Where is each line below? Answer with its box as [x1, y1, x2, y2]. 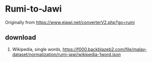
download [5, 33, 36, 42]
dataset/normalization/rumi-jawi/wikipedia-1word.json [12, 51, 121, 57]
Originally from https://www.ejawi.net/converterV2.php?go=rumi [5, 19, 135, 25]
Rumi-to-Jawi [5, 3, 62, 15]
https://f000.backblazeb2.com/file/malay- [63, 46, 147, 52]
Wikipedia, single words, [12, 46, 62, 52]
